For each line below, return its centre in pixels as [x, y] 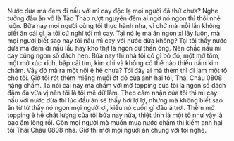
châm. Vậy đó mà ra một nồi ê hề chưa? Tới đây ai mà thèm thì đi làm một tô [117, 70]
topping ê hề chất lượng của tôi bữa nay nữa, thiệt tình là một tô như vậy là [115, 115]
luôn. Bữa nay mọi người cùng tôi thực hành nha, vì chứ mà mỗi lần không [114, 26]
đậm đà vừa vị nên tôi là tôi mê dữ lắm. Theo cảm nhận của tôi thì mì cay [112, 93]
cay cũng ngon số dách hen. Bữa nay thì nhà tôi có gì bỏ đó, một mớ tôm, [114, 55]
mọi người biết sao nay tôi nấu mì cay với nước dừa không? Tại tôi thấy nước [117, 41]
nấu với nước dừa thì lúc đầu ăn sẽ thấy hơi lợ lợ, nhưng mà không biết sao [115, 100]
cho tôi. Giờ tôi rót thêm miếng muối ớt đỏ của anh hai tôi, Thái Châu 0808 [115, 78]
